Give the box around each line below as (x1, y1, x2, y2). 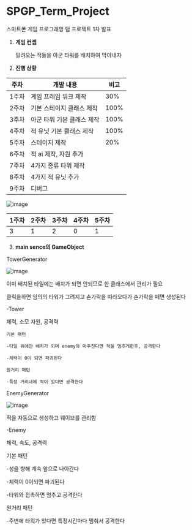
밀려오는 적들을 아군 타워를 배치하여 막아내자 (15, 51, 122, 59)
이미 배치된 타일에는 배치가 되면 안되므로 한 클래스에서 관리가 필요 (6, 280, 163, 287)
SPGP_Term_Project (6, 4, 110, 18)
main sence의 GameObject (15, 243, 84, 251)
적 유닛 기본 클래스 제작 (30, 127, 94, 135)
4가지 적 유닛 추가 (30, 173, 79, 181)
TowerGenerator (6, 256, 48, 263)
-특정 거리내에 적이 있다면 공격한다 (6, 379, 83, 385)
